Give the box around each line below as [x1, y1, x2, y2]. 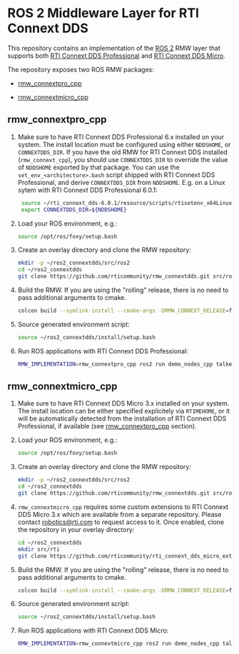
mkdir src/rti [17, 545, 60, 553]
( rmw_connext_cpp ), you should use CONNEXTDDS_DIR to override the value [17, 155, 228, 163]
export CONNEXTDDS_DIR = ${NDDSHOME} [21, 206, 127, 213]
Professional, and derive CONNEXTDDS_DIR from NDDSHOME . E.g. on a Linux [17, 178, 226, 186]
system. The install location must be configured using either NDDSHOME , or [17, 140, 231, 149]
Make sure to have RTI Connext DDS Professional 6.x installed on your [17, 132, 225, 141]
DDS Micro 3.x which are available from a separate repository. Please [17, 510, 222, 518]
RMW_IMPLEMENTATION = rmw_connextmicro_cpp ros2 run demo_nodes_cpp [17, 640, 220, 648]
